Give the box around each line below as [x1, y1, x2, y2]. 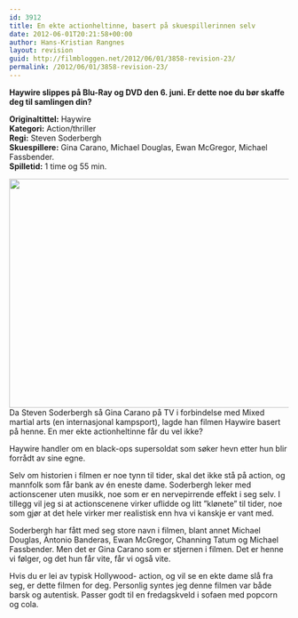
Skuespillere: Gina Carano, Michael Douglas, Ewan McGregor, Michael [9, 141, 268, 152]
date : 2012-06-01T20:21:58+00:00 [9, 29, 133, 38]
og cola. [9, 598, 39, 609]
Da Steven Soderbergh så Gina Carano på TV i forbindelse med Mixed [9, 406, 265, 418]
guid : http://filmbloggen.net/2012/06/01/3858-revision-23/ [9, 54, 237, 63]
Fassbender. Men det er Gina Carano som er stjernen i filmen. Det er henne [9, 543, 284, 554]
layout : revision [9, 46, 74, 55]
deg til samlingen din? [9, 96, 92, 107]
